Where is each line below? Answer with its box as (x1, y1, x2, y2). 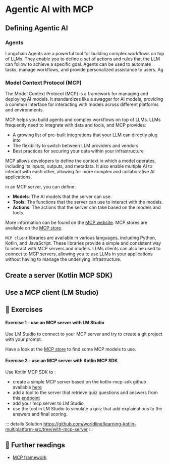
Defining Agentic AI (5, 24, 68, 32)
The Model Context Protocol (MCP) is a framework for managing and (5, 91, 148, 97)
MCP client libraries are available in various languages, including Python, (5, 235, 156, 241)
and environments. (5, 107, 44, 113)
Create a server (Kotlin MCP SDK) (5, 271, 112, 280)
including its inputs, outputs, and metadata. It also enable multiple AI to (5, 163, 153, 169)
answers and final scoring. (12, 411, 68, 417)
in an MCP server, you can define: (5, 184, 76, 190)
